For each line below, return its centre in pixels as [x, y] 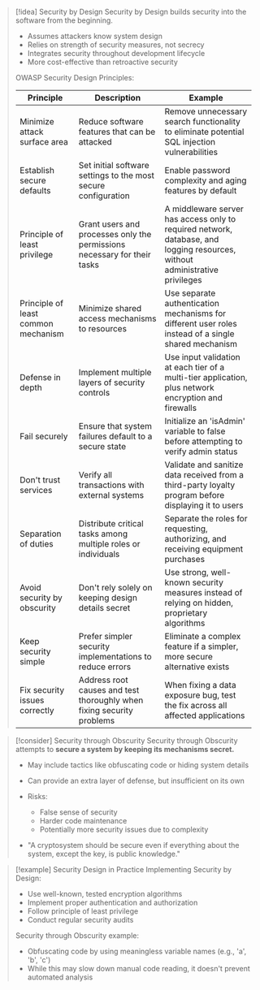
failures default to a [115, 436]
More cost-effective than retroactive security [102, 62]
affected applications [205, 715]
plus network [189, 387]
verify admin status [201, 452]
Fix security [42, 690]
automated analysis [60, 977]
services [36, 490]
